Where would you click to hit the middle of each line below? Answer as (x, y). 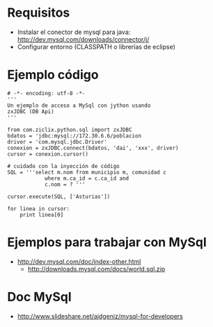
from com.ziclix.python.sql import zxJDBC (70, 130)
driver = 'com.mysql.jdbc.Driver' (57, 142)
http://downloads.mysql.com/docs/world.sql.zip (96, 269)
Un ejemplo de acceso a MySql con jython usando (79, 106)
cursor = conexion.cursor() (48, 154)
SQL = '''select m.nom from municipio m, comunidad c (87, 172)
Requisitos (39, 13)
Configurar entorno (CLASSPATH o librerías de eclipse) (96, 47)
